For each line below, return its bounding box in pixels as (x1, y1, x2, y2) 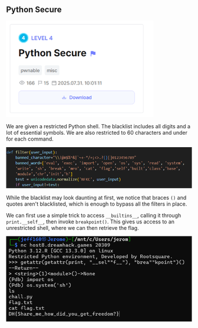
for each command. (6, 135, 54, 142)
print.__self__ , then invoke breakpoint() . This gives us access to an (6, 218, 175, 225)
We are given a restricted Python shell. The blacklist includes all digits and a (6, 123, 190, 130)
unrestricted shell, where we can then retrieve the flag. (6, 225, 140, 232)
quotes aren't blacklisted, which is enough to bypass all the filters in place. (6, 200, 187, 207)
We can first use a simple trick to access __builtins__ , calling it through (6, 212, 181, 219)
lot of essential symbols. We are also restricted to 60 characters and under (6, 129, 187, 137)
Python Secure (6, 5, 62, 15)
